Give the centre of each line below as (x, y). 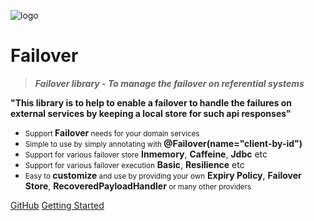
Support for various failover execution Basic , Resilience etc (134, 164)
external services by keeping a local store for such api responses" (151, 113)
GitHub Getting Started (57, 205)
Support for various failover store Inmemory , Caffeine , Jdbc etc (146, 154)
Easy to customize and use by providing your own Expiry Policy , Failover (163, 175)
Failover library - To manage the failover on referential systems (169, 83)
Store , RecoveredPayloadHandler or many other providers (138, 186)
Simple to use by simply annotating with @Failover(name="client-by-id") (163, 143)
